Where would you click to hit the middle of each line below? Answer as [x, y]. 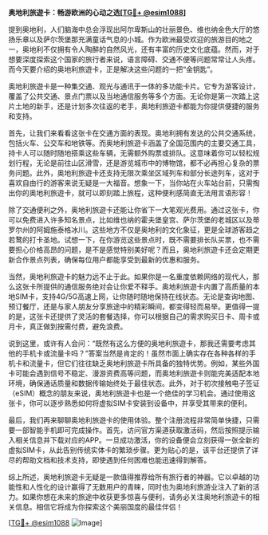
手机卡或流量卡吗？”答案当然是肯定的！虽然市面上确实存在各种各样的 [136, 353]
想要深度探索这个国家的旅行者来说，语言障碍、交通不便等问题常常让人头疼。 [134, 59]
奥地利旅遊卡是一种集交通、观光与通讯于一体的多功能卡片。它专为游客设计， [134, 86]
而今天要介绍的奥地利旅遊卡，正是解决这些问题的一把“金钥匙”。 [113, 69]
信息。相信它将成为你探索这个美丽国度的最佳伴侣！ [99, 507]
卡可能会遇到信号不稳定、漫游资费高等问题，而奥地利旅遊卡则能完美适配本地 [134, 373]
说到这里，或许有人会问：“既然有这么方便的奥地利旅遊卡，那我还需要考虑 [129, 343]
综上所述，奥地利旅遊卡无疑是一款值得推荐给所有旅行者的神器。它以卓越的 [130, 477]
